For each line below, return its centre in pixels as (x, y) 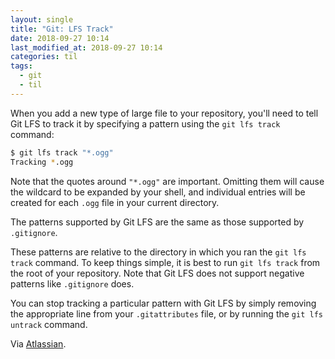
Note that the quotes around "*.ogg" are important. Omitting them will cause (167, 181)
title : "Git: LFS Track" (62, 29)
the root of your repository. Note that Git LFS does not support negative (157, 273)
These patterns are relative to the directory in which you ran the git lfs (158, 252)
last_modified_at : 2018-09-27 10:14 (86, 47)
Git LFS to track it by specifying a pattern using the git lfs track (145, 123)
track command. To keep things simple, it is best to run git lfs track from (165, 262)
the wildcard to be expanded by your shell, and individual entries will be (158, 192)
